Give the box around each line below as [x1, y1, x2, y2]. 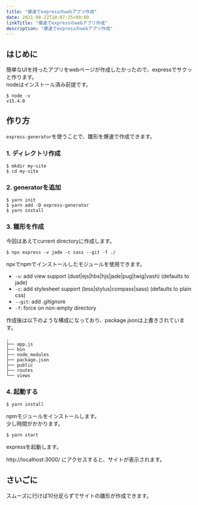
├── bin [6, 346, 26, 353]
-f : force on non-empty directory [14, 304, 97, 311]
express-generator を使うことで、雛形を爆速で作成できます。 [6, 133, 156, 140]
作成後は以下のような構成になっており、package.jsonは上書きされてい [6, 316, 180, 323]
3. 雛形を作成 [6, 222, 44, 231]
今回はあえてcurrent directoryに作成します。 [6, 237, 115, 244]
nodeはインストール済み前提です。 [6, 81, 91, 88]
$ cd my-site [6, 169, 39, 175]
